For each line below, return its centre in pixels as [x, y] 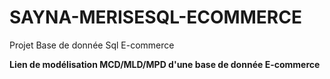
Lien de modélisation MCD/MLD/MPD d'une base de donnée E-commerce [165, 64]
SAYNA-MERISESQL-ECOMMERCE [155, 17]
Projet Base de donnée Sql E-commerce [92, 45]
